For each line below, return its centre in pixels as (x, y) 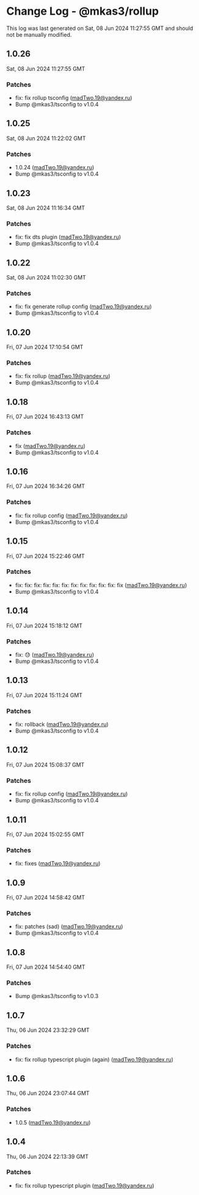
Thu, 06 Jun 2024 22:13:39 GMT (48, 1156)
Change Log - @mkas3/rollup (83, 11)
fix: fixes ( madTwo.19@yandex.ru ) (58, 864)
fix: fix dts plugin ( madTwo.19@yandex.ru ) (68, 237)
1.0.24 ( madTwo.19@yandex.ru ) (55, 168)
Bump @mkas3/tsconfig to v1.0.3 (57, 996)
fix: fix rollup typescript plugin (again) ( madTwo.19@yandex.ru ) (94, 1059)
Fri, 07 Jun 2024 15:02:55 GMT (45, 834)
